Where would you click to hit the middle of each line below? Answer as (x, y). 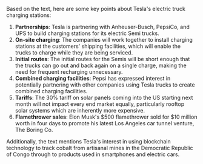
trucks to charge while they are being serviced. (74, 53)
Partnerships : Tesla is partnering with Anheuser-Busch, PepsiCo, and (102, 27)
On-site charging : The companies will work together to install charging (104, 40)
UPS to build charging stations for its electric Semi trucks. (87, 33)
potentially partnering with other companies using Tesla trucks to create (105, 85)
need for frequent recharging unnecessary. (69, 72)
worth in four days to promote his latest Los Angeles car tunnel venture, (105, 123)
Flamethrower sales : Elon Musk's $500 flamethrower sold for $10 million (106, 117)
